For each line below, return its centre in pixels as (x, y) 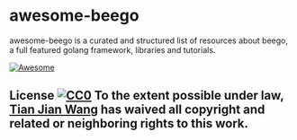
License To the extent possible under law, (147, 96)
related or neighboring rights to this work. (129, 123)
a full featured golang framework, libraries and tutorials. (112, 49)
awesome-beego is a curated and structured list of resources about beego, (148, 40)
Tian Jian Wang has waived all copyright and (137, 110)
